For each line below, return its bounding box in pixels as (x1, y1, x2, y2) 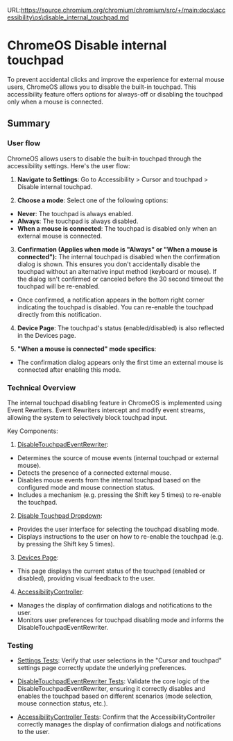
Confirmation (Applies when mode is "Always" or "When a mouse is (17, 245, 218, 253)
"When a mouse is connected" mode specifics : (17, 344, 157, 353)
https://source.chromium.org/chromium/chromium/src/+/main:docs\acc (20, 6, 226, 14)
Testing (7, 640, 33, 650)
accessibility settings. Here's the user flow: (7, 161, 130, 170)
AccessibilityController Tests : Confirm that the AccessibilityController (17, 712, 216, 722)
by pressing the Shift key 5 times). (17, 539, 115, 548)
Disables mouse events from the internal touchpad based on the (17, 475, 201, 484)
